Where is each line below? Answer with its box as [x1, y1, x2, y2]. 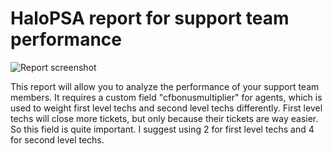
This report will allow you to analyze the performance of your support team [10, 80, 320, 92]
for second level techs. [10, 133, 105, 146]
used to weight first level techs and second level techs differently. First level [10, 102, 323, 114]
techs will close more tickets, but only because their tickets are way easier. [10, 112, 319, 124]
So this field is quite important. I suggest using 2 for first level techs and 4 [10, 123, 315, 135]
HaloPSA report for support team [10, 7, 290, 30]
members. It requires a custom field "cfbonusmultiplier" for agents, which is [10, 91, 323, 103]
